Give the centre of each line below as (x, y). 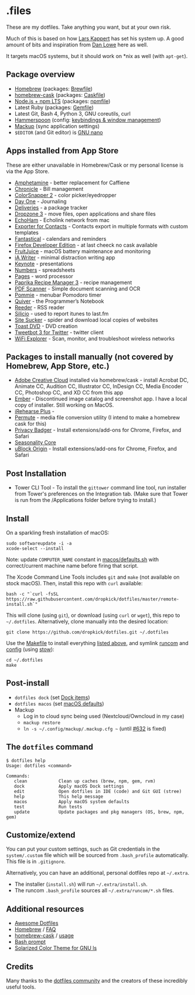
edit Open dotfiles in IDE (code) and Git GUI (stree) (98, 791)
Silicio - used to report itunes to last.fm (61, 313)
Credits (20, 967)
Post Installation (36, 473)
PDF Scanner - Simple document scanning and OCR (77, 288)
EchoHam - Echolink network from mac (62, 220)
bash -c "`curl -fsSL (32, 594)
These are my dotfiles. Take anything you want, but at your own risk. (89, 27)
